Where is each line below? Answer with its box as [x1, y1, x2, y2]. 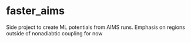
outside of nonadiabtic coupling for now [6, 29, 103, 37]
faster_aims [6, 4, 65, 18]
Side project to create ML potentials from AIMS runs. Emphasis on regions [6, 24, 185, 31]
